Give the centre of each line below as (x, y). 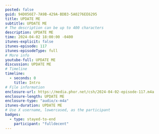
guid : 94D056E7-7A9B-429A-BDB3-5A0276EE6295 (51, 14)
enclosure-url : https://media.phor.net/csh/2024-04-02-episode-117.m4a (79, 92)
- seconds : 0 (23, 78)
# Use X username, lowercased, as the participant (58, 110)
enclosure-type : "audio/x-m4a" (37, 101)
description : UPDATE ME (29, 32)
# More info (17, 55)
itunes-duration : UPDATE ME (34, 106)
